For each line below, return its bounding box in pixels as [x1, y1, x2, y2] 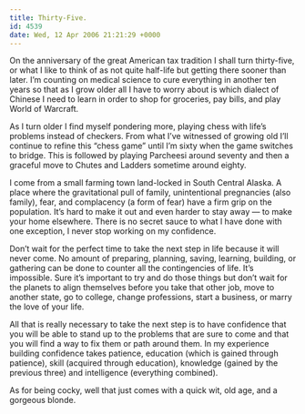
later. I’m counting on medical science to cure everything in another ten [9, 75, 277, 86]
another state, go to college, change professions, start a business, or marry [9, 292, 293, 303]
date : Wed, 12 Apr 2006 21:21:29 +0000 [9, 30, 161, 39]
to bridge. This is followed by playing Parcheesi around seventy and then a [9, 150, 290, 161]
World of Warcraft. [9, 104, 79, 115]
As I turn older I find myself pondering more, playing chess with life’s [9, 121, 267, 132]
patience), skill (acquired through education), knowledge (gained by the [9, 358, 279, 369]
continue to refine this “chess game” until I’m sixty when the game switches [9, 140, 294, 151]
